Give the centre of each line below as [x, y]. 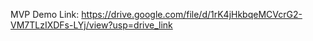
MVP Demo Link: [45, 14]
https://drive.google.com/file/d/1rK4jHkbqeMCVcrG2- [192, 14]
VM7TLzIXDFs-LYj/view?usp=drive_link [91, 25]
